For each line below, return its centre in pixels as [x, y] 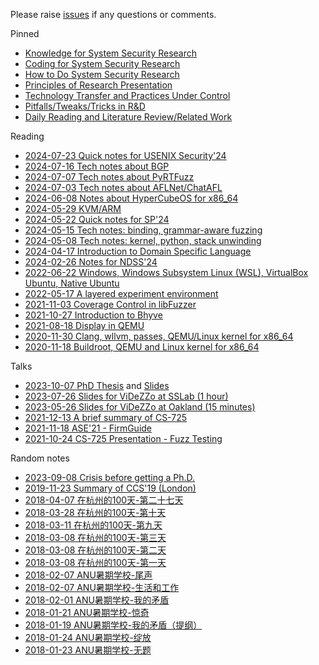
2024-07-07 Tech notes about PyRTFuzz [109, 177]
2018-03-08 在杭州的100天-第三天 [95, 537]
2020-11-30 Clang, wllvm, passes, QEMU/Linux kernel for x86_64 [159, 336]
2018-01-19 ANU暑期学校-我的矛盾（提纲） [113, 625]
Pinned [25, 33]
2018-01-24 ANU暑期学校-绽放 [88, 637]
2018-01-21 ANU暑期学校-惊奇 [87, 612]
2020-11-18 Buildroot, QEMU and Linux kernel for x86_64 [142, 347]
